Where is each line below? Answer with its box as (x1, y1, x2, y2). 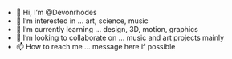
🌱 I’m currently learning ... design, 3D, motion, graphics (15, 25, 198, 33)
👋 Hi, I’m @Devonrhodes (15, 8, 98, 17)
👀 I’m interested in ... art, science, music (15, 16, 149, 26)
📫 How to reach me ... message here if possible (15, 42, 176, 51)
